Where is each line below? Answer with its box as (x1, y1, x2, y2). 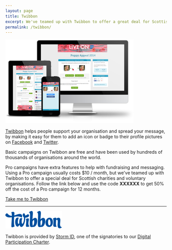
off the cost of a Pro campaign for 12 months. (5, 186, 101, 192)
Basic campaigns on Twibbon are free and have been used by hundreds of (5, 149, 163, 155)
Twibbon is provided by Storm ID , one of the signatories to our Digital (5, 234, 151, 240)
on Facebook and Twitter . (5, 139, 59, 145)
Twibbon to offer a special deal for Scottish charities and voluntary (5, 175, 146, 181)
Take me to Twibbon (5, 196, 49, 202)
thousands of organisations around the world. (5, 154, 101, 161)
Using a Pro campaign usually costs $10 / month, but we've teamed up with (5, 170, 164, 176)
